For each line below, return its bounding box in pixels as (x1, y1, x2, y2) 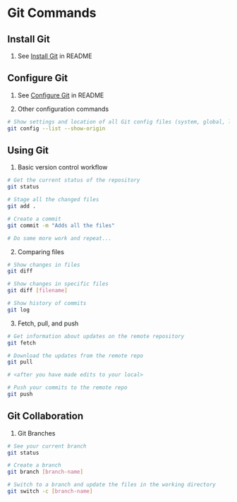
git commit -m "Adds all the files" (7, 222, 115, 229)
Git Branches (17, 429, 56, 437)
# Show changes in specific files (7, 280, 109, 287)
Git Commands (7, 5, 97, 21)
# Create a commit (7, 215, 61, 222)
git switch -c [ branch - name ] (7, 488, 93, 495)
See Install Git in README (17, 52, 92, 60)
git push (7, 390, 33, 398)
